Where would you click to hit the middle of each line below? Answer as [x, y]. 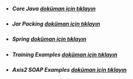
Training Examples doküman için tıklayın [64, 54]
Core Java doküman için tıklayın [54, 9]
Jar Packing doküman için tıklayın [56, 24]
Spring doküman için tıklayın [49, 39]
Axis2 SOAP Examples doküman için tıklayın [69, 70]
